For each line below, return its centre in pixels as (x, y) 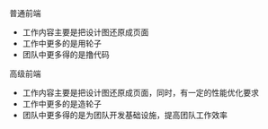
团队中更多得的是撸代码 (66, 55)
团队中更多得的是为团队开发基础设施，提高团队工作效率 (125, 115)
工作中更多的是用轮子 (62, 43)
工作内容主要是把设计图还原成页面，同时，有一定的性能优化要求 (140, 93)
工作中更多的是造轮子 (62, 104)
